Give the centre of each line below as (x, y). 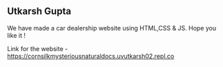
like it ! (17, 35)
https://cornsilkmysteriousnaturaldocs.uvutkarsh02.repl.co (91, 56)
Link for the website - (38, 48)
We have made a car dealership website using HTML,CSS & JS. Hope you (112, 28)
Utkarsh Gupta (39, 11)
